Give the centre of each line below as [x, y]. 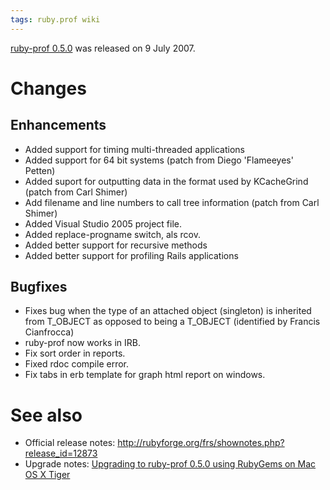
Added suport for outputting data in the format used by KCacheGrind [166, 181]
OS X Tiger [47, 475]
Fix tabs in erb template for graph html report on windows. [145, 375]
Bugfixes [39, 287]
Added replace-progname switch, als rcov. [112, 234]
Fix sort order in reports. [75, 353]
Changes [48, 88]
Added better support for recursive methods [116, 245]
